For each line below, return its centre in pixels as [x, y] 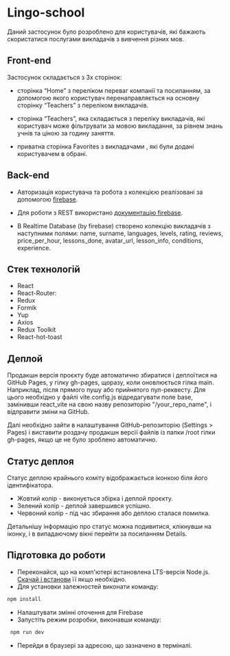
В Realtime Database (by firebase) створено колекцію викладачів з [114, 226]
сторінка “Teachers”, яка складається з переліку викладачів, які [111, 118]
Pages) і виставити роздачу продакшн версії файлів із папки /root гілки [111, 433]
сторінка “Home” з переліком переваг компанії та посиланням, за [114, 90]
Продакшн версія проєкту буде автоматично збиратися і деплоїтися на [112, 375]
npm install [24, 599]
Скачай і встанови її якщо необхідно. [72, 579]
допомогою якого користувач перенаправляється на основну [108, 98]
